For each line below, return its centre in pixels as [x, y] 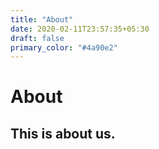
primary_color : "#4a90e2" [64, 47]
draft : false [37, 38]
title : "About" [42, 19]
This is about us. [63, 133]
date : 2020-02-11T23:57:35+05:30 [80, 29]
